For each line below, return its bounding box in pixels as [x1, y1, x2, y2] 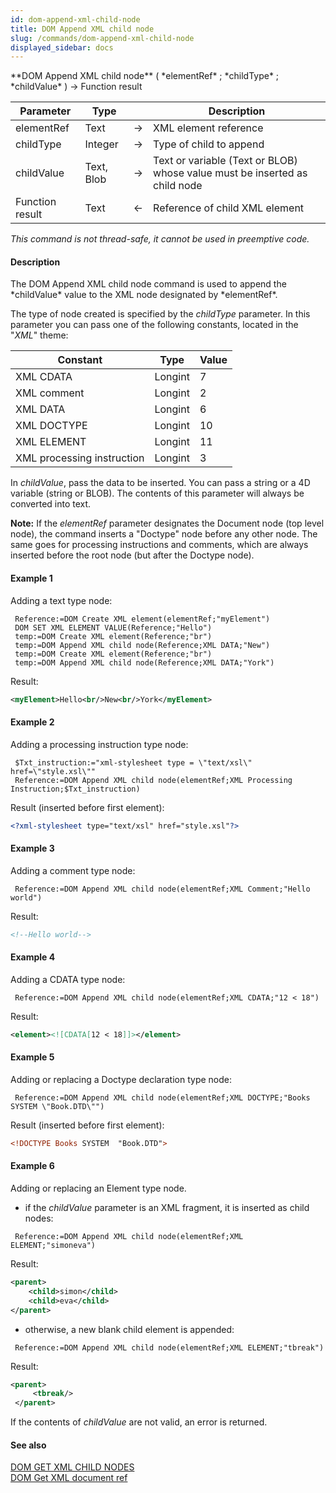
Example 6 [10, 1160, 55, 1172]
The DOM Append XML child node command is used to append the [10, 278, 287, 290]
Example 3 [10, 842, 55, 855]
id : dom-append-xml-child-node [10, 14, 141, 25]
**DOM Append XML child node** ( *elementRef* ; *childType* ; [10, 70, 280, 82]
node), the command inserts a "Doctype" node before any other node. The [10, 528, 318, 540]
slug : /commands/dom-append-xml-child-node [10, 33, 195, 43]
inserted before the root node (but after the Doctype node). [10, 549, 255, 561]
